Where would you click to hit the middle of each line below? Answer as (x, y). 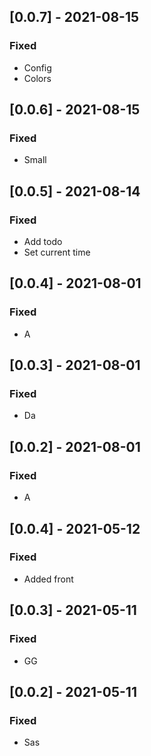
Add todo (43, 242)
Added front (48, 579)
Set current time (57, 252)
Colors (37, 78)
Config (37, 67)
